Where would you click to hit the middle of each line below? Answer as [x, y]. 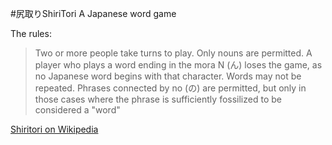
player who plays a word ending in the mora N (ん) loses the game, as [178, 65]
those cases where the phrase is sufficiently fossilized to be [158, 99]
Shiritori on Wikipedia [54, 129]
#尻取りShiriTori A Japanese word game [93, 13]
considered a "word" [77, 110]
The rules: [31, 33]
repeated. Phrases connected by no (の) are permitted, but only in [170, 88]
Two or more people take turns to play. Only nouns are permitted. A [173, 53]
